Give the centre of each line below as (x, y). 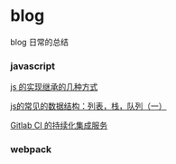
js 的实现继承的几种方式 (54, 87)
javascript (33, 66)
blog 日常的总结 (39, 42)
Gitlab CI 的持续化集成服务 (59, 125)
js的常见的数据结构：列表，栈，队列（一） (88, 106)
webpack (31, 150)
